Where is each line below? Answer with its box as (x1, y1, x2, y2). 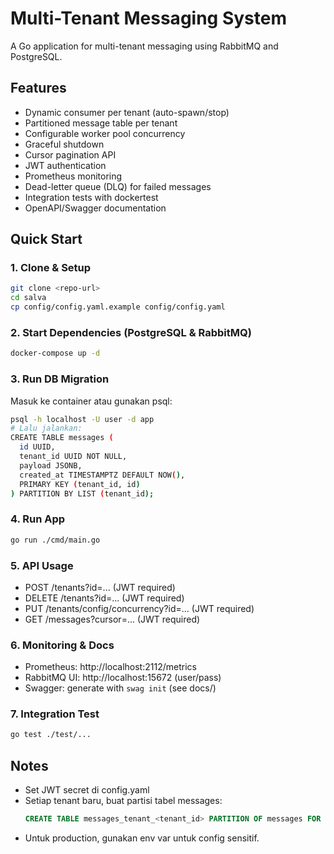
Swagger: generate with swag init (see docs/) (24, 682, 217, 694)
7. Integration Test (10, 707, 100, 721)
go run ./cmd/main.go (10, 535, 101, 545)
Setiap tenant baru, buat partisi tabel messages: (24, 795, 223, 807)
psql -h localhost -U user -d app (10, 414, 155, 424)
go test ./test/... (10, 730, 92, 740)
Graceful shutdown (24, 138, 105, 150)
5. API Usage (10, 558, 74, 572)
